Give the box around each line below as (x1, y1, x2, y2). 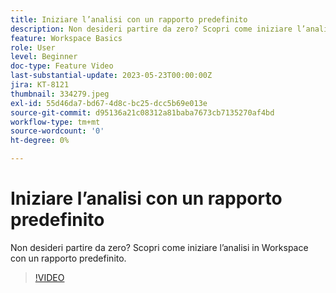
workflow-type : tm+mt (10, 117, 101, 127)
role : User (10, 42, 56, 53)
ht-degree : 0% (10, 136, 70, 146)
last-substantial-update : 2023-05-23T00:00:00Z (10, 71, 213, 81)
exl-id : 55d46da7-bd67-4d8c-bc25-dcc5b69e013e (10, 98, 208, 108)
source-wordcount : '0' (10, 126, 105, 136)
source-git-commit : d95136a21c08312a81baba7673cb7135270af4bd (10, 107, 275, 118)
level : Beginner (10, 52, 78, 62)
